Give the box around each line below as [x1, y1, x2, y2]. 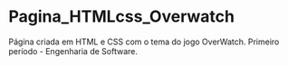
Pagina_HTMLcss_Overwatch [8, 6, 235, 27]
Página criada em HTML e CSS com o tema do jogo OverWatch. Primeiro [8, 36, 280, 47]
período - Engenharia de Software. [8, 45, 138, 56]
